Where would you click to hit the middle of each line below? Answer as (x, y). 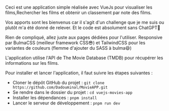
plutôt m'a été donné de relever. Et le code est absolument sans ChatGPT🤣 (83, 28)
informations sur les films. (32, 63)
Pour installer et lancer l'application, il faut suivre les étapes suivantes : (79, 73)
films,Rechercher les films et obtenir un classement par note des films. (78, 13)
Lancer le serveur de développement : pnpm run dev (66, 103)
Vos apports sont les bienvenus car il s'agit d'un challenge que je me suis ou (85, 22)
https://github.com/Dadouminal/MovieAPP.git (60, 87)
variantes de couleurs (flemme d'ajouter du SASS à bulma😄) (69, 48)
